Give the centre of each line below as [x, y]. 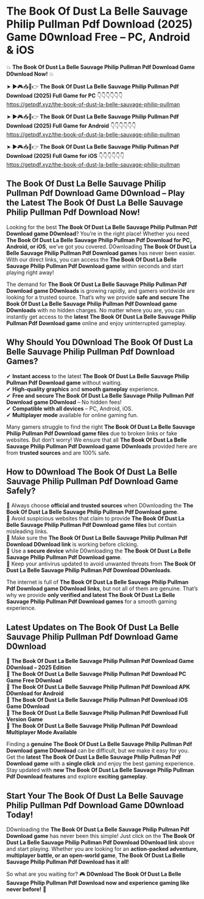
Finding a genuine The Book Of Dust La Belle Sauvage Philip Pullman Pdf [99, 744]
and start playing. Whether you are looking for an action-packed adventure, [102, 849]
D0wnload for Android [35, 693]
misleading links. [27, 531]
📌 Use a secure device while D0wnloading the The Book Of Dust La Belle [99, 551]
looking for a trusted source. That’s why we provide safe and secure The [98, 297]
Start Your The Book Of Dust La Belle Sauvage [95, 796]
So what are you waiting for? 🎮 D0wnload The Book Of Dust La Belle [94, 874]
